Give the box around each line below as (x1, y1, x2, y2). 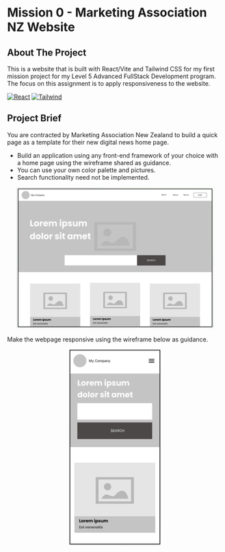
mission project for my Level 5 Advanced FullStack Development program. (7, 72, 217, 80)
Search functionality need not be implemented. (16, 173, 150, 181)
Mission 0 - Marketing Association (7, 5, 207, 21)
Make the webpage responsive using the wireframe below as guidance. (7, 335, 209, 344)
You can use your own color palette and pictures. (16, 166, 156, 174)
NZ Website (7, 19, 75, 35)
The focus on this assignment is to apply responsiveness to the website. (7, 80, 211, 87)
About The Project (7, 47, 87, 58)
